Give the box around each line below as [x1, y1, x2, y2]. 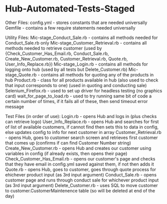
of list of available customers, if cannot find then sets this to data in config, [5, 123, 159, 130]
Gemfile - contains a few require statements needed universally [5, 24, 136, 30]
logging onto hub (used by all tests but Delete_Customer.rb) [5, 66, 128, 72]
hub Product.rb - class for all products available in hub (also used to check [5, 77, 159, 83]
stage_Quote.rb [5, 71, 37, 77]
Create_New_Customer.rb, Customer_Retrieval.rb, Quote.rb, [5, 55, 128, 61]
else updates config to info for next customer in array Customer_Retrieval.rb [5, 129, 162, 135]
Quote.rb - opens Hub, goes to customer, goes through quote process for [5, 166, 156, 172]
